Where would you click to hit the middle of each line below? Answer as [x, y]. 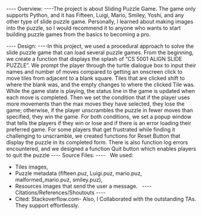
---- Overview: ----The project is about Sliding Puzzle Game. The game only [101, 9]
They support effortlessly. [47, 205]
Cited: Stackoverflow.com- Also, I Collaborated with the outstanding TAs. [106, 199]
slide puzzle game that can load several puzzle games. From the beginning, [100, 53]
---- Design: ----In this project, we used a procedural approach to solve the [100, 46]
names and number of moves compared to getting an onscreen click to [94, 72]
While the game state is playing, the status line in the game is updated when [101, 91]
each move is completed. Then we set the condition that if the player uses [98, 97]
